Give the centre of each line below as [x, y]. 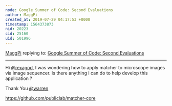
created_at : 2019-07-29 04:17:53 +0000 [48, 19]
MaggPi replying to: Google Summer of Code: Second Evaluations [75, 53]
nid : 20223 [17, 29]
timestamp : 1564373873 [29, 24]
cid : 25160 [17, 34]
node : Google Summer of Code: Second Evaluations [59, 10]
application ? [19, 78]
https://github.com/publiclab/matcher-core [50, 98]
